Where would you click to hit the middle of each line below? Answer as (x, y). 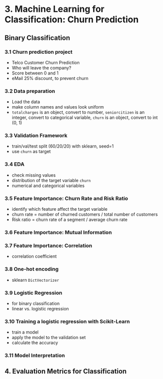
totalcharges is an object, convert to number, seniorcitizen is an (78, 113)
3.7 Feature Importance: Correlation (49, 245)
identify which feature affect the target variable (60, 209)
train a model (25, 332)
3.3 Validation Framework (36, 136)
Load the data (26, 102)
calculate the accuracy (35, 343)
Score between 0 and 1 (35, 73)
